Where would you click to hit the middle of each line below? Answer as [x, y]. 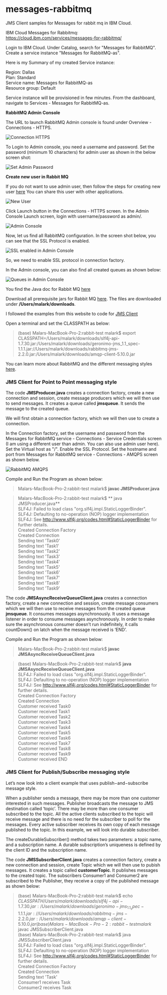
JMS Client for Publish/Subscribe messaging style [68, 772]
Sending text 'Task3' [39, 557]
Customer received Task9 [44, 754]
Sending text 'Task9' [39, 588]
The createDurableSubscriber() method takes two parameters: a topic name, [84, 839]
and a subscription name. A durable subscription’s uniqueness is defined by [83, 845]
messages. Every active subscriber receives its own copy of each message [83, 824]
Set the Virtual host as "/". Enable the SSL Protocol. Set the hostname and [81, 449]
